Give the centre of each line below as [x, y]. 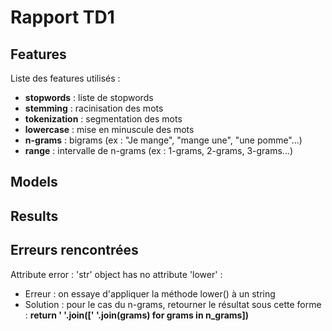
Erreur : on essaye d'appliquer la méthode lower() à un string [150, 293]
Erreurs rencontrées [74, 250]
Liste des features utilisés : [65, 78]
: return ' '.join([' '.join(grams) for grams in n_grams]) [136, 315]
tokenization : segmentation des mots [103, 119]
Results [34, 216]
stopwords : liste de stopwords [89, 97]
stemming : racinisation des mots [94, 108]
